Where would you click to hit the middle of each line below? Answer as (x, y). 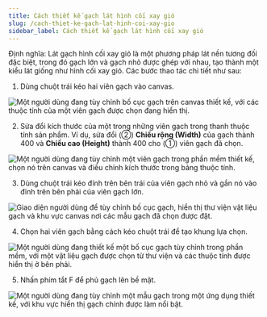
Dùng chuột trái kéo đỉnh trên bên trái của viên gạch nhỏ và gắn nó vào (138, 183)
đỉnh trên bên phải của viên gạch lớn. (82, 192)
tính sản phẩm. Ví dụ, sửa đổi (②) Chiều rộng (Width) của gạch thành (138, 135)
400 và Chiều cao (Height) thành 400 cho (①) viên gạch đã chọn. (131, 144)
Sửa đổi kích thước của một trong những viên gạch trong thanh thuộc (135, 127)
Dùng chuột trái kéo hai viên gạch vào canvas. (97, 86)
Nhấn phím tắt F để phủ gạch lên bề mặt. (88, 280)
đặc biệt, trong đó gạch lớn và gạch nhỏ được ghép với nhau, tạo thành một (134, 62)
